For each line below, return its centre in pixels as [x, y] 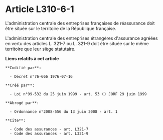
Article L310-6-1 [40, 9]
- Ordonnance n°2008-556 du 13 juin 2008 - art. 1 [64, 111]
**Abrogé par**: [22, 103]
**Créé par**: [20, 85]
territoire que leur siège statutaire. [40, 49]
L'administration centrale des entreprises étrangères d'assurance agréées [81, 38]
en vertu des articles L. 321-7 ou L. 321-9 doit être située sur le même [77, 43]
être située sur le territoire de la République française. [61, 28]
